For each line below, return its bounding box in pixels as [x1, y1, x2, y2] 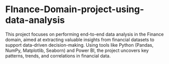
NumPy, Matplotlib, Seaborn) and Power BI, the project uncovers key [5, 47, 149, 53]
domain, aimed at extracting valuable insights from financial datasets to [5, 37, 155, 43]
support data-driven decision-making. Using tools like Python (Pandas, [5, 42, 154, 48]
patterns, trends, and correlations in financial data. [5, 52, 111, 59]
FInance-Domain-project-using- [5, 4, 145, 15]
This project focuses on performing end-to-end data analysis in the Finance [5, 31, 164, 37]
